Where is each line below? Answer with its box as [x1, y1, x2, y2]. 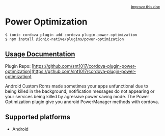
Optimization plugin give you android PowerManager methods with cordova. [5, 99, 159, 105]
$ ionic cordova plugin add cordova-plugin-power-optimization [5, 32, 137, 37]
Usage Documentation [5, 50, 75, 58]
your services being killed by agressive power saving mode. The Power [5, 93, 150, 99]
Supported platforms [5, 113, 70, 121]
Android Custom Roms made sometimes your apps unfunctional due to [5, 83, 148, 89]
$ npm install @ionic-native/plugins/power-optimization [5, 36, 124, 42]
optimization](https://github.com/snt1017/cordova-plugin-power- [5, 68, 136, 74]
